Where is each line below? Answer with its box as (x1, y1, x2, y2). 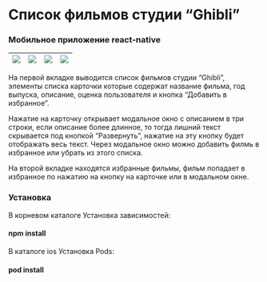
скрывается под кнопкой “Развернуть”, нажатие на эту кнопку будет (8, 131, 245, 141)
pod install (8, 264, 44, 274)
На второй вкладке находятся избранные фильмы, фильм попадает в (8, 163, 245, 173)
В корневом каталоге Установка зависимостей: (8, 210, 171, 220)
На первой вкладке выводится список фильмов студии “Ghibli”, (8, 73, 225, 83)
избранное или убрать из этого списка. (8, 148, 143, 158)
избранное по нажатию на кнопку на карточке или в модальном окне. (8, 172, 249, 182)
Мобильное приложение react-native (8, 34, 161, 46)
